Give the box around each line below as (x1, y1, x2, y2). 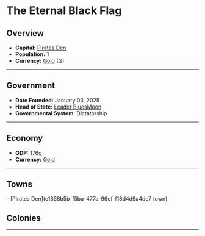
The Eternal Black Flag (6, 4, 122, 18)
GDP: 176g (15, 149, 42, 156)
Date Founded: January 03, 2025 (15, 96, 100, 104)
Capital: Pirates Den (15, 44, 67, 51)
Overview (6, 28, 45, 38)
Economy (6, 133, 43, 143)
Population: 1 (15, 51, 49, 58)
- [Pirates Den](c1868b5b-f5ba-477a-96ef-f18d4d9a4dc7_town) (6, 195, 168, 202)
